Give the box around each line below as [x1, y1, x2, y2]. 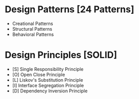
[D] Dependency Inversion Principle [12, 88, 88, 94]
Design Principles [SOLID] [5, 49, 117, 61]
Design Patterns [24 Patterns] [5, 4, 134, 15]
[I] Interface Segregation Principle [12, 82, 84, 88]
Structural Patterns [12, 26, 52, 32]
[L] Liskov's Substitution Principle [12, 77, 83, 83]
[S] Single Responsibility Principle [12, 66, 84, 72]
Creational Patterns [12, 20, 53, 27]
